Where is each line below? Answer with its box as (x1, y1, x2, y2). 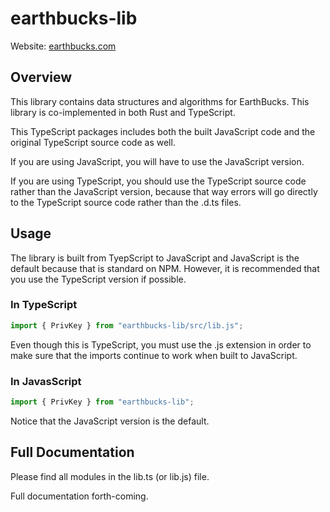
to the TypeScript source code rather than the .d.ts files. (10, 196, 242, 208)
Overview (10, 69, 73, 86)
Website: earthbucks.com (10, 40, 117, 52)
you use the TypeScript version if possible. (10, 273, 187, 285)
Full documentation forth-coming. (10, 490, 149, 502)
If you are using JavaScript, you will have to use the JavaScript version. (10, 155, 305, 167)
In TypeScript (10, 298, 78, 312)
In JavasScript (10, 374, 82, 388)
